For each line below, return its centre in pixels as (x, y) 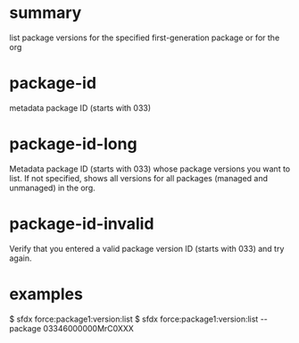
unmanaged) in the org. (52, 188)
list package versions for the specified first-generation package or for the (145, 38)
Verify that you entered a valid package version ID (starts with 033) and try (147, 248)
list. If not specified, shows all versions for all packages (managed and (139, 178)
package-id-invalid (82, 224)
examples (46, 294)
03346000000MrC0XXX (88, 328)
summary (46, 13)
